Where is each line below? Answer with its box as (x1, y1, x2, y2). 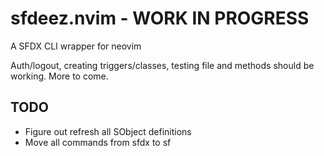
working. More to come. (10, 70, 109, 82)
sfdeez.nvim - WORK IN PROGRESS (10, 7, 310, 30)
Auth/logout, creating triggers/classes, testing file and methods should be (10, 59, 315, 71)
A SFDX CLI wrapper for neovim (10, 40, 142, 52)
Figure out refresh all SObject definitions (24, 125, 192, 137)
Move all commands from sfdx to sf (24, 136, 172, 148)
